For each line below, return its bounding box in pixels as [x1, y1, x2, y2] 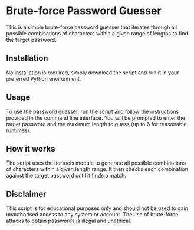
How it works [6, 143, 55, 154]
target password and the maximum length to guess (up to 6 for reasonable [6, 120, 187, 127]
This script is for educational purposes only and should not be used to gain [6, 205, 189, 212]
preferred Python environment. [6, 75, 81, 82]
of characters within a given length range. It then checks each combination [6, 166, 189, 173]
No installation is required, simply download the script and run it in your [6, 69, 179, 76]
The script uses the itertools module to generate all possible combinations [6, 159, 186, 166]
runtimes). [6, 127, 31, 134]
